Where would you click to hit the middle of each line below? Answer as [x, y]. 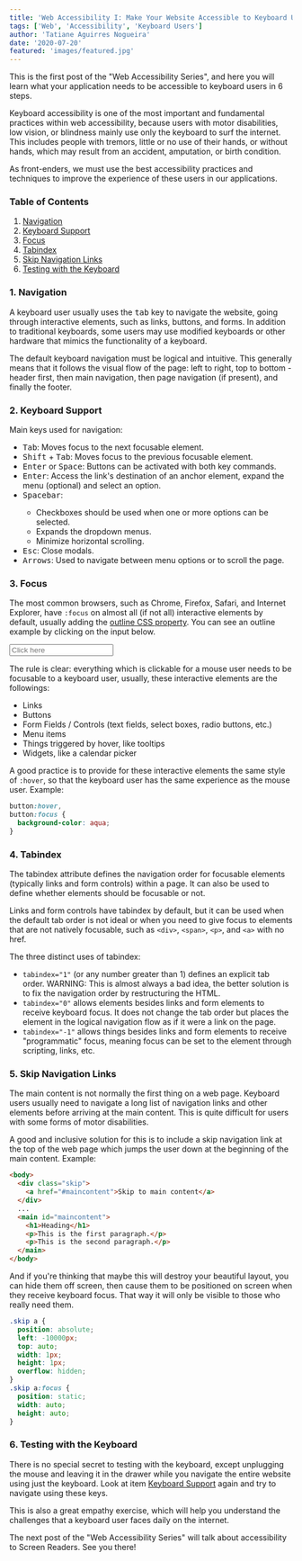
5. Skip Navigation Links [63, 1074]
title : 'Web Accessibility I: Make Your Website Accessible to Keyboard [148, 18]
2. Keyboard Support [56, 410]
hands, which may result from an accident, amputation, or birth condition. [145, 152]
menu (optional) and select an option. [92, 486]
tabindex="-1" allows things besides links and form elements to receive [155, 1032]
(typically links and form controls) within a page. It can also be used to [139, 884]
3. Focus [28, 583]
